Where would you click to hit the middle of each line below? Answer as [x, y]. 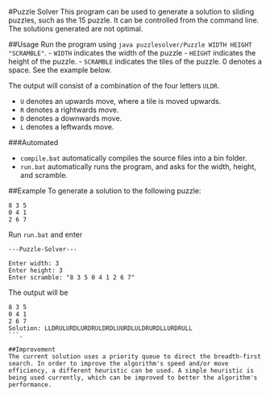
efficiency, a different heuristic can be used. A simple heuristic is [131, 370]
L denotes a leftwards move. [67, 127]
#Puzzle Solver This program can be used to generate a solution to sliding [131, 12]
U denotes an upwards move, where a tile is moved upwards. [120, 101]
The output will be [38, 292]
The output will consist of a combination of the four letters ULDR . [114, 85]
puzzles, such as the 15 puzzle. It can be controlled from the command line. [134, 20]
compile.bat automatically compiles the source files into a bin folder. [133, 158]
